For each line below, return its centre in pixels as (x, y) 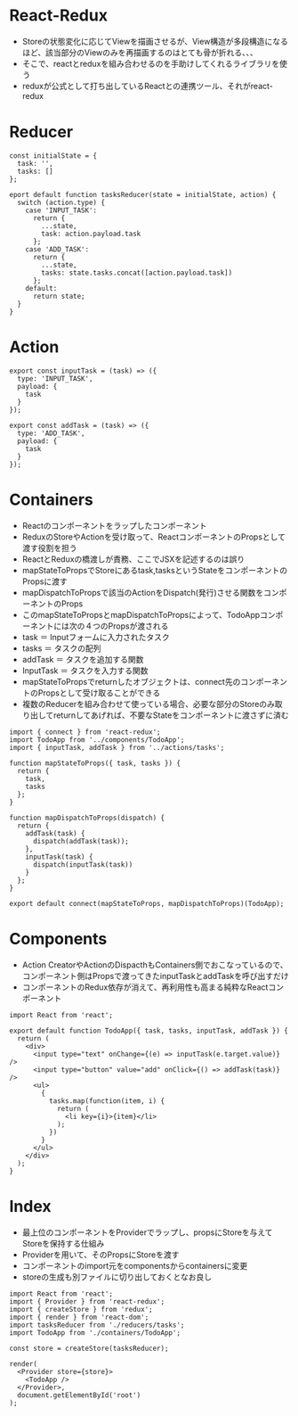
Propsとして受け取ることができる (99, 693)
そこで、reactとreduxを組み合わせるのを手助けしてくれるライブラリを (151, 63)
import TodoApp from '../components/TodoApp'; (97, 740)
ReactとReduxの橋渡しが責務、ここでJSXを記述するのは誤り (133, 559)
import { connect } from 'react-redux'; (85, 732)
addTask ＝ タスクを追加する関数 (83, 659)
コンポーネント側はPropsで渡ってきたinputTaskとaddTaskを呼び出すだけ (155, 976)
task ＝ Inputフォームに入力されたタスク (96, 637)
